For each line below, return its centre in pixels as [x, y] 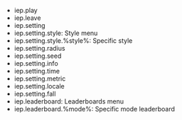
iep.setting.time [37, 71]
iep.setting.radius [39, 48]
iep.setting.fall [35, 94]
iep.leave [27, 18]
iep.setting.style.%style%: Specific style [73, 41]
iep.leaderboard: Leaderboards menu [69, 101]
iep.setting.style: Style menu [56, 33]
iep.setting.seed [38, 56]
